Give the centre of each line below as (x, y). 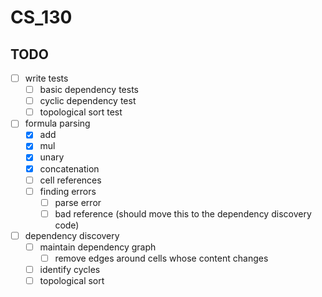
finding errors (68, 191)
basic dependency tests (89, 90)
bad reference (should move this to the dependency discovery (183, 213)
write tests (46, 78)
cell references (70, 180)
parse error (78, 202)
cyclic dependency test (88, 101)
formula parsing (57, 123)
